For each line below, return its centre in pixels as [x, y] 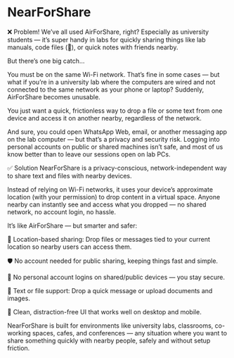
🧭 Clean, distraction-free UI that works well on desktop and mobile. [104, 311]
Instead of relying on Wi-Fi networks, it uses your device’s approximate [110, 189]
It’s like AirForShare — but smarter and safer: [72, 226]
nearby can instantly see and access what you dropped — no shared [107, 204]
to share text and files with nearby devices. [70, 175]
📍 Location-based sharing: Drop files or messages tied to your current [109, 239]
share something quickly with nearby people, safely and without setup [109, 340]
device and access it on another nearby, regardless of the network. [104, 118]
